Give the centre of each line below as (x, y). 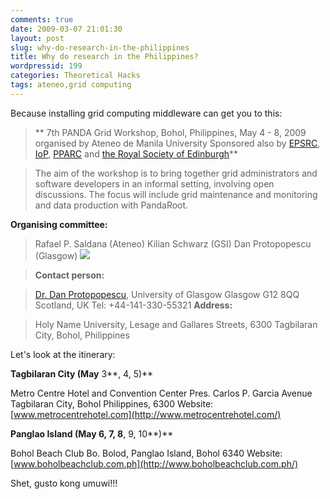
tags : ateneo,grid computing (71, 85)
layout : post (37, 38)
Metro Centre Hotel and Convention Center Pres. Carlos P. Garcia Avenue (161, 393)
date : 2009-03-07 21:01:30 (66, 29)
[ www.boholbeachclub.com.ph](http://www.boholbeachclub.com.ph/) (154, 463)
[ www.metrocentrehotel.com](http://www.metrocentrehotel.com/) (146, 414)
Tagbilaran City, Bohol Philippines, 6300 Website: (112, 403)
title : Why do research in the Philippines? (104, 57)
